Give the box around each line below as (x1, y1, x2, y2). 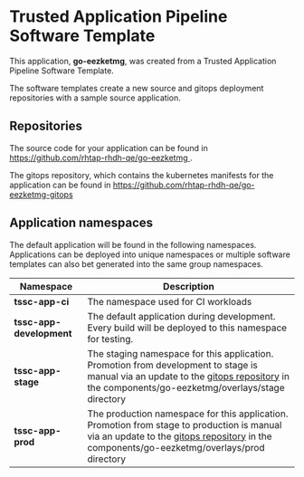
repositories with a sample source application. (9, 92, 181, 103)
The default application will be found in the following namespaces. (9, 239, 257, 250)
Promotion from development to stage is (87, 358, 258, 371)
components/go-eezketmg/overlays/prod (87, 441, 265, 453)
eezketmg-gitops (9, 188, 74, 200)
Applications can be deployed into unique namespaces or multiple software (9, 249, 291, 260)
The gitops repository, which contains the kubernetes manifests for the (9, 169, 274, 180)
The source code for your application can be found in (9, 142, 208, 153)
